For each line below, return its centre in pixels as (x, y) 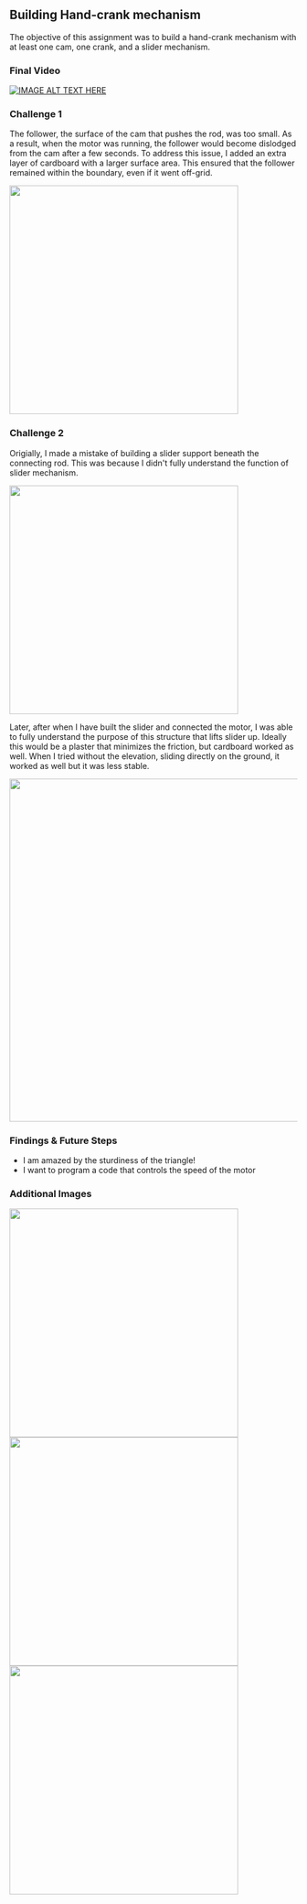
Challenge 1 (36, 114)
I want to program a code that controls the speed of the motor (139, 1170)
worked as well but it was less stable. (79, 765)
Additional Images (51, 1193)
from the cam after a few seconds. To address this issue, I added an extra (148, 154)
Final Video (35, 70)
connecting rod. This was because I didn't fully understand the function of (149, 463)
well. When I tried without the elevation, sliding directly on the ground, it (145, 756)
